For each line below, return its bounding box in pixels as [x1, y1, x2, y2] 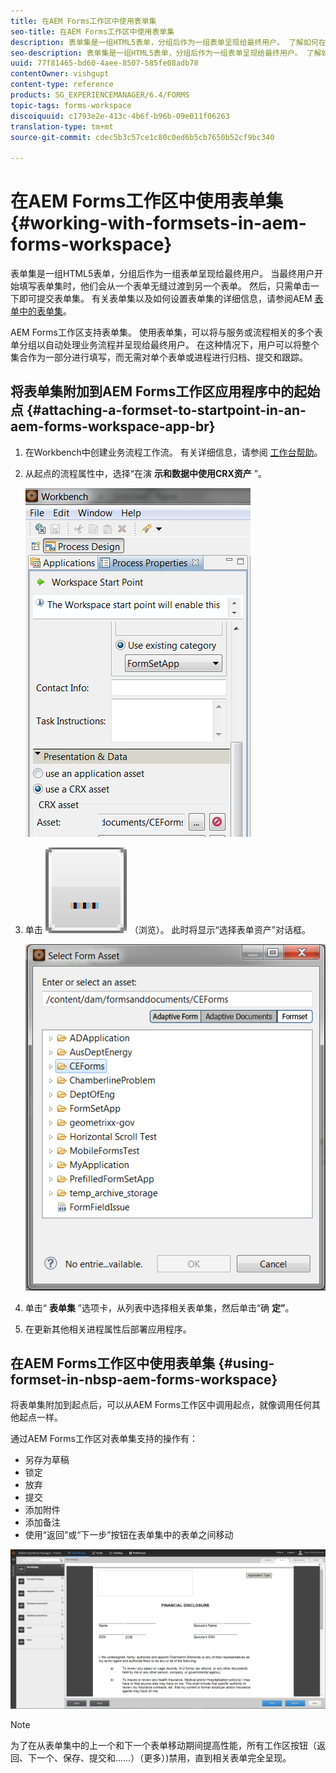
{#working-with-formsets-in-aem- [10, 212, 307, 235]
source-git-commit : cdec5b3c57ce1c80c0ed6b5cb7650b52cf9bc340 [10, 132, 275, 142]
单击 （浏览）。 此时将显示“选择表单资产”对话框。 [24, 923, 311, 935]
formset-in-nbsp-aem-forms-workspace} [10, 1371, 278, 1388]
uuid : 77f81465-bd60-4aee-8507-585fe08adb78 [10, 58, 199, 69]
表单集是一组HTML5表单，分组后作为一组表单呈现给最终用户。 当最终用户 [10, 268, 315, 280]
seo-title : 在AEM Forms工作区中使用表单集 [10, 26, 175, 37]
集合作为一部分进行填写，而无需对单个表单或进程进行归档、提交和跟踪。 [10, 351, 308, 364]
